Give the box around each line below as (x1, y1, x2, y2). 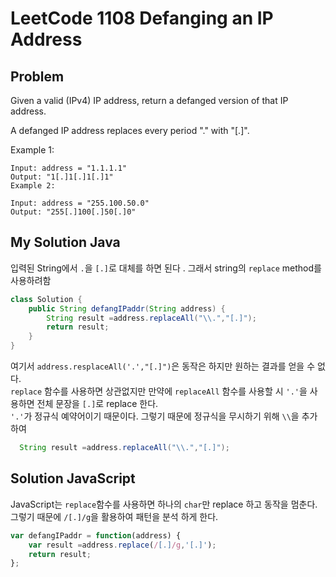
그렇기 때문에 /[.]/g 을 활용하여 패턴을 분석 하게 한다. (10, 510, 219, 522)
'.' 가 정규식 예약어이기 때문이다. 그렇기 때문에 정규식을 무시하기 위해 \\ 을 (10, 410, 300, 422)
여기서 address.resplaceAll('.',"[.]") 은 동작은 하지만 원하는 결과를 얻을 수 (10, 360, 316, 372)
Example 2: (10, 181, 56, 191)
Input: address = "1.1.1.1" (10, 163, 128, 173)
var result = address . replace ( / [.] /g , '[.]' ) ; (28, 540, 217, 550)
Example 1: (10, 144, 55, 156)
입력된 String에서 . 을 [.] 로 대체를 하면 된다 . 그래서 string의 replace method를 (10, 262, 322, 274)
